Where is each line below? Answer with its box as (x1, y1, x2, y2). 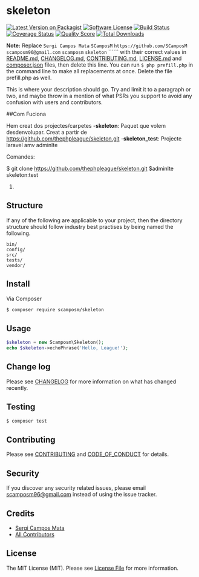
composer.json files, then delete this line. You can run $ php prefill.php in (6, 61, 194, 68)
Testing (6, 402, 36, 412)
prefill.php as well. (6, 74, 52, 81)
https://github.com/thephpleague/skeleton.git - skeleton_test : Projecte (6, 134, 182, 142)
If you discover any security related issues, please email (6, 484, 146, 492)
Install (6, 279, 30, 289)
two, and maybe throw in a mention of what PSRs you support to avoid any (6, 92, 192, 99)
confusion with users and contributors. (6, 98, 103, 106)
